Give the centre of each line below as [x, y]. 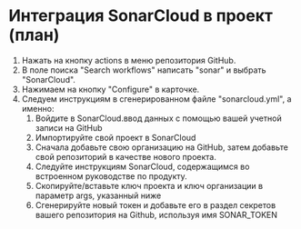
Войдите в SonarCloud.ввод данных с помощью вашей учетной [159, 118]
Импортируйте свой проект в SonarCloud [115, 137]
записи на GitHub [69, 127]
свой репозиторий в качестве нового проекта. [126, 156]
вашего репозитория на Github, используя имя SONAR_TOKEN [156, 214]
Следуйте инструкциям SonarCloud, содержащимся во [142, 166]
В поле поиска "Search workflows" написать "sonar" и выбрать [144, 70]
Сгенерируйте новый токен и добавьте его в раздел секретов [156, 204]
